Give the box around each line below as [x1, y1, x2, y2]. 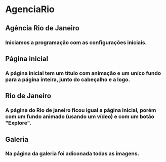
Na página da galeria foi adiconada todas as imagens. [5, 150, 140, 157]
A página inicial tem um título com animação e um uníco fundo [5, 69, 161, 76]
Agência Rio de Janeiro [5, 24, 79, 32]
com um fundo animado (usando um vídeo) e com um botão [5, 113, 154, 120]
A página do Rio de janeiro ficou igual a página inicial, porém [5, 107, 156, 114]
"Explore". [5, 119, 31, 127]
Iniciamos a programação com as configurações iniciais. [5, 39, 147, 46]
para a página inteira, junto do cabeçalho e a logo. [5, 76, 131, 83]
